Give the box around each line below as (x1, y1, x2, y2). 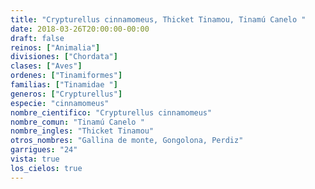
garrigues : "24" (10, 145, 78, 155)
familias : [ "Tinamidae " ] (10, 80, 118, 90)
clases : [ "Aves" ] (10, 61, 83, 71)
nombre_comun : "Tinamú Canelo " (10, 117, 145, 127)
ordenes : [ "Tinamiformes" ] (10, 71, 123, 81)
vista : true (10, 154, 60, 164)
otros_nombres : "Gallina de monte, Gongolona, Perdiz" (10, 136, 244, 146)
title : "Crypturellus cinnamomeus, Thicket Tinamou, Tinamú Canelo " (10, 14, 307, 25)
